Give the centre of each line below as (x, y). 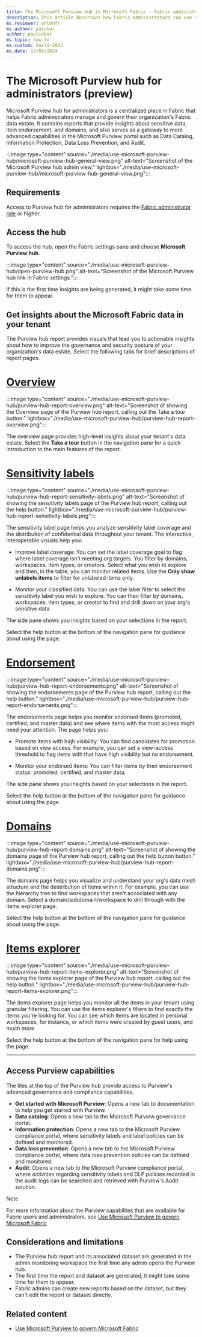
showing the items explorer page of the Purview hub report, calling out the (98, 978)
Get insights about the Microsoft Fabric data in (95, 315)
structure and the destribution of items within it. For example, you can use (98, 887)
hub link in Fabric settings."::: (42, 277)
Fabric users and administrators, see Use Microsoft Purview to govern (93, 1217)
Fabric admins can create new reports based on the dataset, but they (100, 1289)
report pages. (23, 358)
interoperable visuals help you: (44, 540)
